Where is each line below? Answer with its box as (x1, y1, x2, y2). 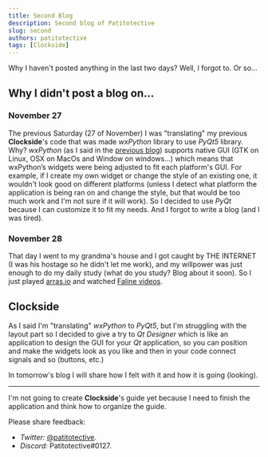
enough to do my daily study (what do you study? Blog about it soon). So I (8, 268, 252, 278)
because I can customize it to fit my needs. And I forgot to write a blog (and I (8, 204, 260, 214)
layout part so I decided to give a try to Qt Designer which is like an (8, 329, 229, 339)
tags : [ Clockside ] (8, 41, 69, 49)
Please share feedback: (8, 416, 86, 427)
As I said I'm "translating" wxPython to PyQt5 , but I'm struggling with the (8, 321, 247, 330)
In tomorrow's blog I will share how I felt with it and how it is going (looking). (8, 370, 258, 380)
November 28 (8, 233, 62, 244)
